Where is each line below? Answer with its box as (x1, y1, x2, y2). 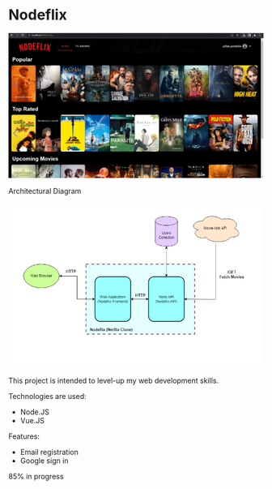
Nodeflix (8, 6, 67, 24)
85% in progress (8, 472, 64, 482)
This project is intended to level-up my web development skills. (8, 375, 219, 386)
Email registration (19, 448, 79, 457)
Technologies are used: (8, 392, 87, 401)
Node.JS (19, 407, 50, 417)
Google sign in (19, 456, 69, 465)
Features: (8, 431, 40, 441)
